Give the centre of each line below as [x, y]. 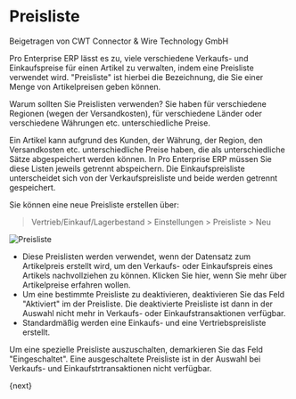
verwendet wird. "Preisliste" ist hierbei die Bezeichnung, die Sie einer [136, 77]
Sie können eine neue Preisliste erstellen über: [95, 204]
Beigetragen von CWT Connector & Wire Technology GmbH [119, 41]
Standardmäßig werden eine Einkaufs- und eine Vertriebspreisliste [144, 322]
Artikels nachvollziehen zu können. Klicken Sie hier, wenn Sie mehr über [154, 275]
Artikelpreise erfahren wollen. [76, 285]
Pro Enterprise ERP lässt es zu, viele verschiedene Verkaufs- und [129, 58]
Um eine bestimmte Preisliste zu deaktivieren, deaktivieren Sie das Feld [153, 294]
